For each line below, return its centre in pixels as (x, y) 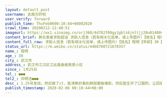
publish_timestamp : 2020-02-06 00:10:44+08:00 (54, 88)
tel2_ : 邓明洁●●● (22, 79)
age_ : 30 (14, 56)
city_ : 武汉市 (19, 60)
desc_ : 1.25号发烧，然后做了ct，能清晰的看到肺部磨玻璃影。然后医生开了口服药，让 (81, 83)
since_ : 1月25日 (21, 70)
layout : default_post (28, 10)
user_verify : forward (28, 19)
